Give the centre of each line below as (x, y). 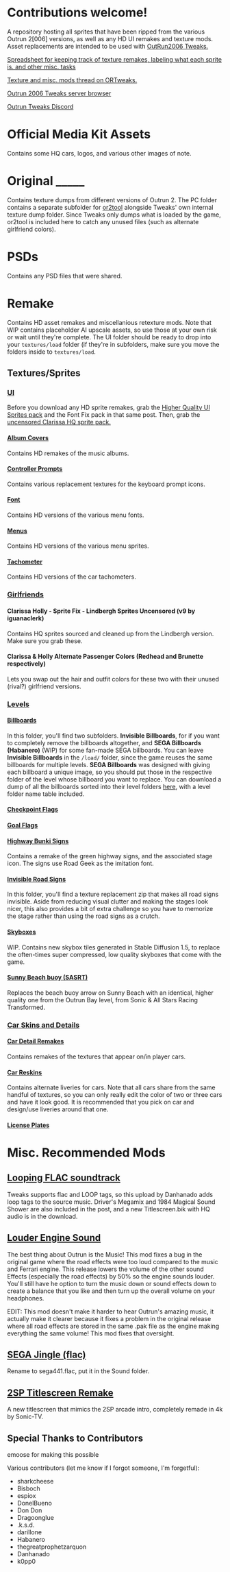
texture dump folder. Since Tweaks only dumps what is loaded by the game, (114, 215)
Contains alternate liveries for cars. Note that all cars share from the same (111, 1087)
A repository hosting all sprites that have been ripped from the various (106, 32)
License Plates (28, 1125)
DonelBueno (35, 1503)
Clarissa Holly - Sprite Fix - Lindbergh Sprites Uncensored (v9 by (101, 611)
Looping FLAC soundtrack (64, 1178)
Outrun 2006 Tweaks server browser (59, 93)
